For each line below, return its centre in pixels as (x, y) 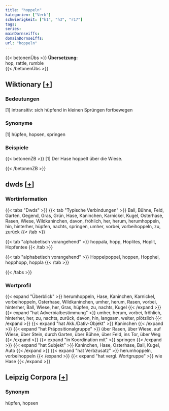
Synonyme (19, 123)
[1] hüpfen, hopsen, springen (36, 134)
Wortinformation (26, 199)
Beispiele (17, 147)
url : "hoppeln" (21, 43)
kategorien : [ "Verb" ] (28, 15)
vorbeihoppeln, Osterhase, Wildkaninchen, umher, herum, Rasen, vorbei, (81, 302)
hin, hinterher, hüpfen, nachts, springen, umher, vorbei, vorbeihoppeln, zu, (83, 226)
